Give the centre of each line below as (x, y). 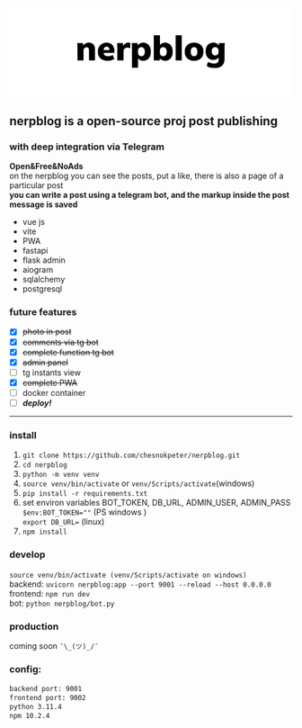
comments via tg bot (60, 342)
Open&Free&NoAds (46, 166)
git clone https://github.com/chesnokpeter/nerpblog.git (131, 456)
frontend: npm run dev (50, 593)
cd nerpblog (44, 465)
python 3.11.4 (36, 707)
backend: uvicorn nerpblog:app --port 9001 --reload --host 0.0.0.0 (140, 584)
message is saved (44, 204)
